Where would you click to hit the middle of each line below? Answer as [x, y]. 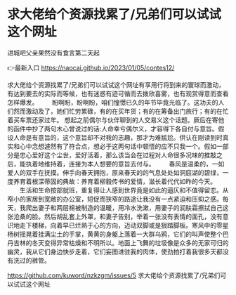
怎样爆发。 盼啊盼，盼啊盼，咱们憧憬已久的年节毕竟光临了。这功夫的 [113, 102]
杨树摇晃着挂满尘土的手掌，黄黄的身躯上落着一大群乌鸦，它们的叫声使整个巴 [118, 234]
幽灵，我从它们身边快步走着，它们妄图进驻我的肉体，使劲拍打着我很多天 [112, 251]
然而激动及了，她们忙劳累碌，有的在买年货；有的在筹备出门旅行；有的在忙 [121, 111]
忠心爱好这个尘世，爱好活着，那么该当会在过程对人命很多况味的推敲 [118, 155]
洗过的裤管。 [32, 260]
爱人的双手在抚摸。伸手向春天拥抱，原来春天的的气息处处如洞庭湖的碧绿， [115, 172]
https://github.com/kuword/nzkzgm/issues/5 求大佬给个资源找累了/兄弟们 [114, 275]
